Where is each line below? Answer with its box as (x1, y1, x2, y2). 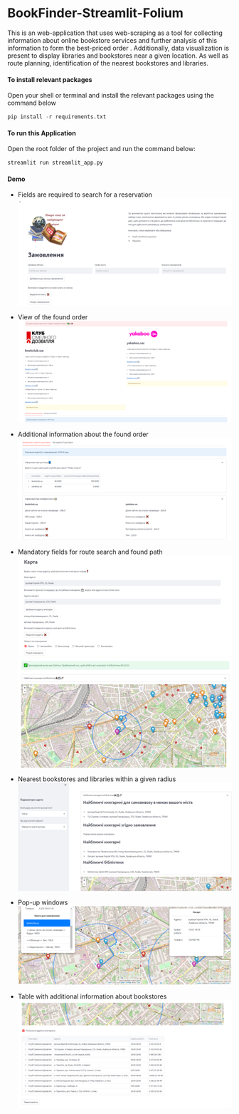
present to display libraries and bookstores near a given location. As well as (7, 51, 229, 60)
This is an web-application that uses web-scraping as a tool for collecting (7, 29, 223, 37)
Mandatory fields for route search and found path (17, 547, 163, 556)
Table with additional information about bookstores (17, 992, 167, 1001)
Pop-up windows (17, 898, 68, 907)
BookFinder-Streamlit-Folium (7, 5, 184, 21)
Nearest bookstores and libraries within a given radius (17, 775, 176, 783)
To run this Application (7, 128, 76, 137)
